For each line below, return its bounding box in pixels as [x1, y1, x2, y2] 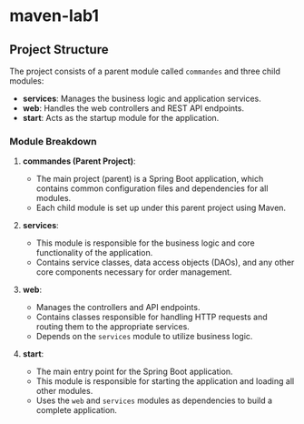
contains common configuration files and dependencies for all [35, 183, 269, 194]
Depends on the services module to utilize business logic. [35, 331, 253, 342]
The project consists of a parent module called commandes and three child [9, 66, 281, 76]
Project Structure [9, 42, 109, 57]
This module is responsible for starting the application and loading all [35, 376, 295, 387]
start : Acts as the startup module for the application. [22, 113, 220, 123]
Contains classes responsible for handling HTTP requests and [35, 311, 268, 323]
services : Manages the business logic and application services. [22, 93, 261, 104]
